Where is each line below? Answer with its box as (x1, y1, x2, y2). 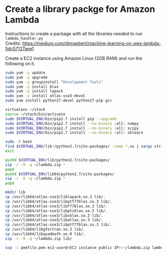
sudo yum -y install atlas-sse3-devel (5, 93, 85, 98)
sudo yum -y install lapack (5, 89, 64, 94)
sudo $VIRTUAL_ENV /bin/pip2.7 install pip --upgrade (5, 116, 117, 121)
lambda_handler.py (5, 36, 43, 41)
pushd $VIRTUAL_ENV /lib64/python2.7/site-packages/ (5, 171, 114, 177)
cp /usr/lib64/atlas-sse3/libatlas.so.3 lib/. (5, 218, 103, 223)
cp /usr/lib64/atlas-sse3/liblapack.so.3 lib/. (5, 195, 106, 200)
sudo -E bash (5, 139, 32, 144)
